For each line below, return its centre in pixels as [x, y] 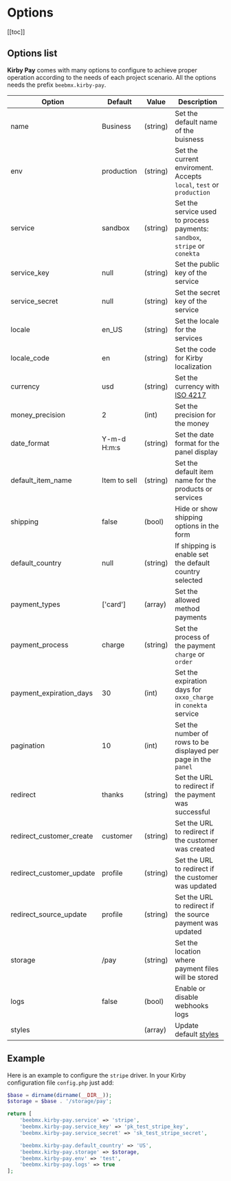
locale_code [30, 358]
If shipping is [196, 546]
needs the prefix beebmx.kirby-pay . [57, 85]
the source [192, 914]
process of [192, 637]
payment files [197, 968]
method [187, 608]
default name [196, 122]
